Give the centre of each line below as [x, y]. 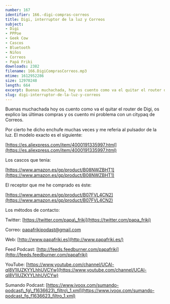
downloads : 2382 [22, 66]
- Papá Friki [19, 62]
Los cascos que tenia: [28, 160]
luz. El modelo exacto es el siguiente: [44, 135]
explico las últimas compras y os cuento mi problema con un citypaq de [80, 115]
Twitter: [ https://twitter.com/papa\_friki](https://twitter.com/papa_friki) [78, 220]
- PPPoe [13, 33]
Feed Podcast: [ [22, 249]
